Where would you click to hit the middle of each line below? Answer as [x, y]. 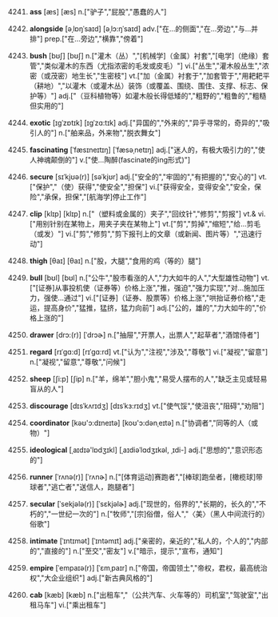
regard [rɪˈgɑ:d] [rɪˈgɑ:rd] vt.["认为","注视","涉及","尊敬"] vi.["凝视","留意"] [149, 352]
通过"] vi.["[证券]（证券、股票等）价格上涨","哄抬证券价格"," [161, 298]
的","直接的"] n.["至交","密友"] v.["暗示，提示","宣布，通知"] [126, 551]
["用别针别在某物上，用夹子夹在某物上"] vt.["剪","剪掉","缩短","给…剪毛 [145, 224]
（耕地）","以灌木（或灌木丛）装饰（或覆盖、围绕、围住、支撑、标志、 [145, 86]
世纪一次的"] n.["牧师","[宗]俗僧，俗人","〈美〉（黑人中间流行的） [163, 514]
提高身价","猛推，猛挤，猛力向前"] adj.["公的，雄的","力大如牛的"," [151, 308]
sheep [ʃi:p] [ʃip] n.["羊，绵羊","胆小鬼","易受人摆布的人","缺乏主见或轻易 [148, 379]
